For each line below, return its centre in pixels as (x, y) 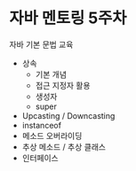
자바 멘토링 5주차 (68, 18)
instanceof (42, 125)
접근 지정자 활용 (63, 85)
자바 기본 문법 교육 (41, 44)
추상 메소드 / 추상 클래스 (64, 146)
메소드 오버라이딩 (52, 136)
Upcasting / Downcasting (68, 115)
